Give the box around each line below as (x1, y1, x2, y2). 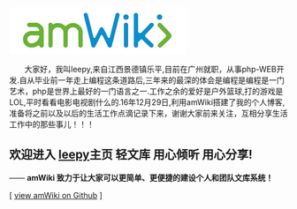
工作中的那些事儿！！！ (9, 119, 95, 130)
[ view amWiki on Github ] (9, 190, 103, 200)
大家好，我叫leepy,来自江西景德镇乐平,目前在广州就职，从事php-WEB (24, 64, 277, 74)
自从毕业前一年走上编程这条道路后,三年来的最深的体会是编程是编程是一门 (19, 75, 286, 86)
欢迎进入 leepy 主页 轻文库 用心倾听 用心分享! (9, 147, 254, 162)
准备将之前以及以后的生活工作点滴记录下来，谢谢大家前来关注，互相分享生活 (9, 108, 288, 118)
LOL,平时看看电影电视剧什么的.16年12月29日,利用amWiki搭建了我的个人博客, (9, 97, 286, 108)
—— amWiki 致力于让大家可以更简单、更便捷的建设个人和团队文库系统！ (9, 172, 274, 183)
